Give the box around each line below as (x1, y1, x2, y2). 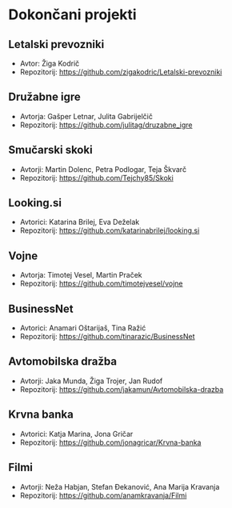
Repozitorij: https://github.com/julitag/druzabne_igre (19, 120, 193, 130)
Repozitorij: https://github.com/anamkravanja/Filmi (19, 490, 187, 500)
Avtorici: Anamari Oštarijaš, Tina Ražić (19, 323, 146, 333)
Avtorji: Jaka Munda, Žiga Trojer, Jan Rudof (19, 376, 163, 386)
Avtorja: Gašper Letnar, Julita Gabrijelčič (19, 111, 154, 121)
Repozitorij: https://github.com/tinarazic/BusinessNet (19, 332, 195, 342)
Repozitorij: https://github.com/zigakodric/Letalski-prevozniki (19, 67, 222, 77)
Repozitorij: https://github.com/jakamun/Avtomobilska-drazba (19, 384, 224, 394)
